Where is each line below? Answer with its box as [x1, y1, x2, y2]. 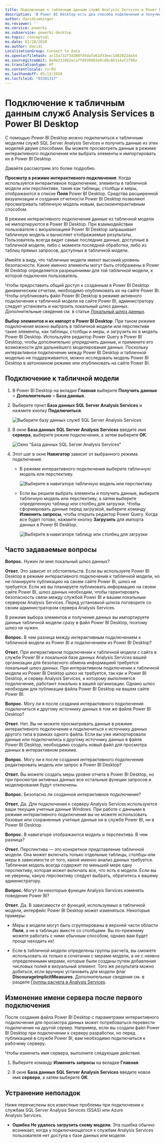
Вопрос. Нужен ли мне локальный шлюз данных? [5, 558, 110, 564]
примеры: [5, 913, 26, 919]
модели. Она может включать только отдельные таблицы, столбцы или [5, 852, 156, 858]
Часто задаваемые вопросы [5, 545, 97, 553]
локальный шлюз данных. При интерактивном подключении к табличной [5, 665, 160, 671]
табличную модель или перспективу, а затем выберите [19, 495, 137, 501]
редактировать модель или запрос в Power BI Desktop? [5, 762, 122, 768]
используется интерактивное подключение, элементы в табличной [5, 180, 147, 186]
